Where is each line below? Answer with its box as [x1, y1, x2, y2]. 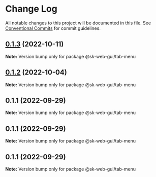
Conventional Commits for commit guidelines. [5, 25, 101, 31]
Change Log [5, 3, 57, 15]
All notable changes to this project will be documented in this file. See [5, 20, 151, 26]
